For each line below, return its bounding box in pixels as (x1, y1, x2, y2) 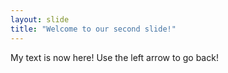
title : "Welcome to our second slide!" (10, 24, 177, 34)
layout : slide (10, 14, 70, 25)
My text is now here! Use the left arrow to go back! (10, 51, 219, 63)
